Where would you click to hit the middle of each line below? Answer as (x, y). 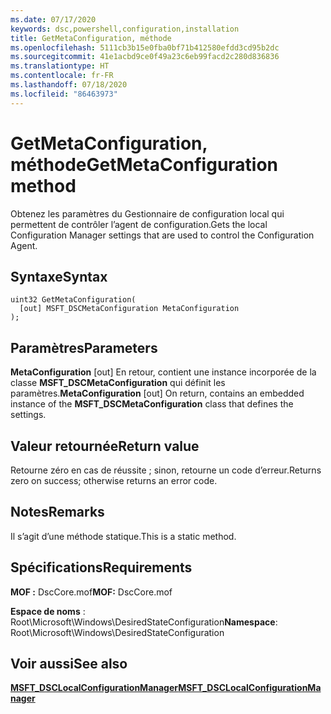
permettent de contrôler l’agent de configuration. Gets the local (139, 224)
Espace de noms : (48, 611)
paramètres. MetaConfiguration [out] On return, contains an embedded (157, 393)
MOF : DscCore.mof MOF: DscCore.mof (91, 592)
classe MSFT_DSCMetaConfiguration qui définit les (118, 383)
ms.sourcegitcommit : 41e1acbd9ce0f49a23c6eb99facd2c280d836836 (145, 57)
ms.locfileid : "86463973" (64, 94)
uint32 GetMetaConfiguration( (73, 300)
